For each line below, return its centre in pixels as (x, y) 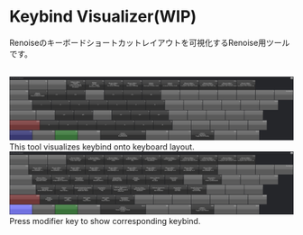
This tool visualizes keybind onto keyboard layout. (102, 147)
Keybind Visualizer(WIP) (103, 17)
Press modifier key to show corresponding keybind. (105, 221)
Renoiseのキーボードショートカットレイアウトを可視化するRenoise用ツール (150, 42)
